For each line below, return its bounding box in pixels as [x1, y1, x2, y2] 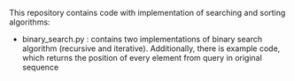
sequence [21, 62, 59, 72]
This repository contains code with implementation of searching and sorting [9, 8, 286, 18]
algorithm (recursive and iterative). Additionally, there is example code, [21, 43, 281, 54]
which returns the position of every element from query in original [21, 53, 263, 63]
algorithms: [9, 17, 50, 27]
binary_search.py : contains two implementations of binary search [21, 34, 263, 44]
